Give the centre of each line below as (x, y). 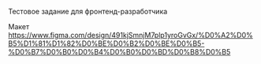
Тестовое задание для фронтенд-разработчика (88, 11)
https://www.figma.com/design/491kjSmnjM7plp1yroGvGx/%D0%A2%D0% (131, 35)
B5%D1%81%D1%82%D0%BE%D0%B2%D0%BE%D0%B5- (106, 43)
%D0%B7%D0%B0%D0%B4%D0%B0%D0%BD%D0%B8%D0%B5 (119, 52)
